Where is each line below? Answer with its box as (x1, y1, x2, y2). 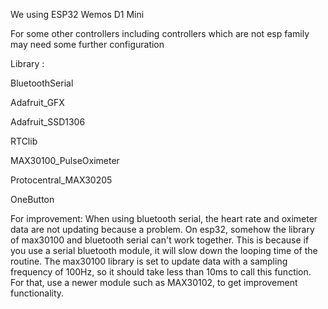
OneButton (10, 194, 55, 205)
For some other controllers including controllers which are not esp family (10, 28, 310, 39)
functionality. (10, 287, 65, 299)
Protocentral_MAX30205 (10, 174, 113, 186)
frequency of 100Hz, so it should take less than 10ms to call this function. (10, 266, 312, 278)
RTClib (10, 135, 38, 147)
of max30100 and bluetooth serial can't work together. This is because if (10, 234, 310, 246)
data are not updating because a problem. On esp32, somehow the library (10, 224, 315, 235)
